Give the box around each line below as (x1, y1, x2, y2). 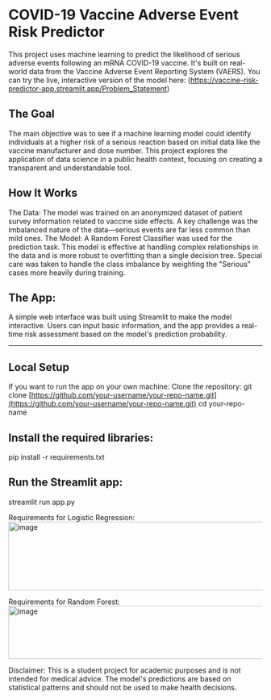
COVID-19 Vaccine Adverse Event (8, 6, 240, 24)
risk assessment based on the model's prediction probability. (24, 329, 227, 340)
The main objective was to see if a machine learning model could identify (8, 128, 252, 138)
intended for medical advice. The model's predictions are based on (8, 673, 231, 683)
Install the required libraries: (8, 431, 154, 444)
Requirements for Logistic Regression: (8, 512, 135, 522)
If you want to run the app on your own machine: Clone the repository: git (8, 381, 252, 392)
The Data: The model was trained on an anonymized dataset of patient (8, 207, 243, 217)
